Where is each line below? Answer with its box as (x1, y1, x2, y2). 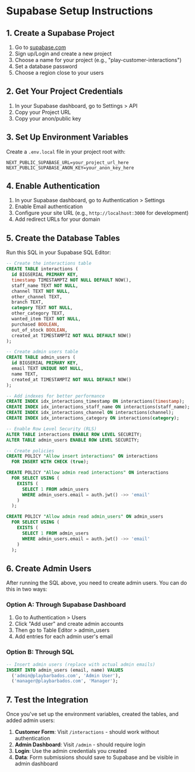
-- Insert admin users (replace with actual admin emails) (6, 661, 156, 668)
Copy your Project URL (14, 109, 71, 116)
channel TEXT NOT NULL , (11, 288, 70, 294)
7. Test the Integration (6, 694, 89, 705)
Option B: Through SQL (6, 648, 74, 656)
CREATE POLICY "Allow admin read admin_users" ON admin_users (6, 514, 163, 520)
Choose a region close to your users (14, 69, 104, 76)
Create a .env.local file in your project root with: (6, 148, 126, 155)
